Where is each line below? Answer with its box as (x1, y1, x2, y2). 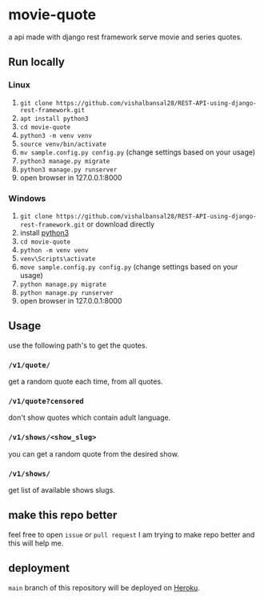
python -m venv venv (19, 246, 89, 254)
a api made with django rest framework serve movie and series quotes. (8, 32, 242, 42)
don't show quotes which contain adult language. (8, 413, 171, 422)
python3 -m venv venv (19, 131, 92, 139)
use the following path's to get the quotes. (8, 340, 148, 350)
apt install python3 (19, 115, 89, 123)
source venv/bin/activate (19, 140, 106, 148)
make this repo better (8, 509, 118, 522)
